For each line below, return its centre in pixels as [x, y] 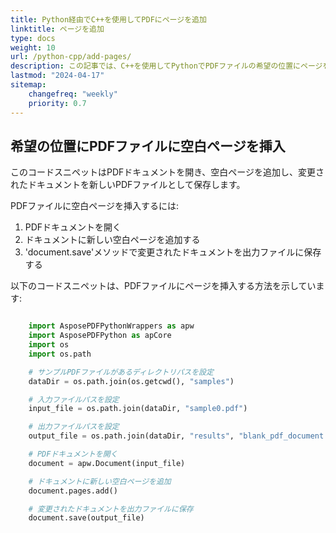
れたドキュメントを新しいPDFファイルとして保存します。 [128, 185]
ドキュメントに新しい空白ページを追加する [112, 240]
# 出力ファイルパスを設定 [74, 427]
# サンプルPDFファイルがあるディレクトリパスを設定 [121, 372]
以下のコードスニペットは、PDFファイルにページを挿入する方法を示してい [163, 286]
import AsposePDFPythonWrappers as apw [111, 326]
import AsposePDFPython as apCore [100, 336]
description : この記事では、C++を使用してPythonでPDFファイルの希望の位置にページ [166, 66]
